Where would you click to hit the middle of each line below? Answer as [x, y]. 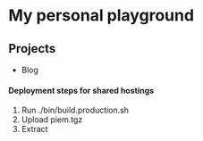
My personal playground [101, 16]
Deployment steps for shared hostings [81, 90]
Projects [32, 49]
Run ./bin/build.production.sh [75, 110]
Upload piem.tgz [52, 120]
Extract [34, 129]
